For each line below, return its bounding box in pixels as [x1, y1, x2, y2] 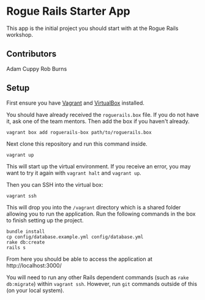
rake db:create [6, 239, 45, 246]
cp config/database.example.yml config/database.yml [6, 234, 144, 240]
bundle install [6, 228, 45, 234]
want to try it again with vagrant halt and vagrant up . [6, 169, 142, 176]
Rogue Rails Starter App [6, 4, 130, 18]
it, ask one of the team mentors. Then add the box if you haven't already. [6, 118, 190, 125]
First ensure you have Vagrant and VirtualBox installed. [6, 99, 145, 107]
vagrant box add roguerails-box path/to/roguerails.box [6, 129, 152, 135]
